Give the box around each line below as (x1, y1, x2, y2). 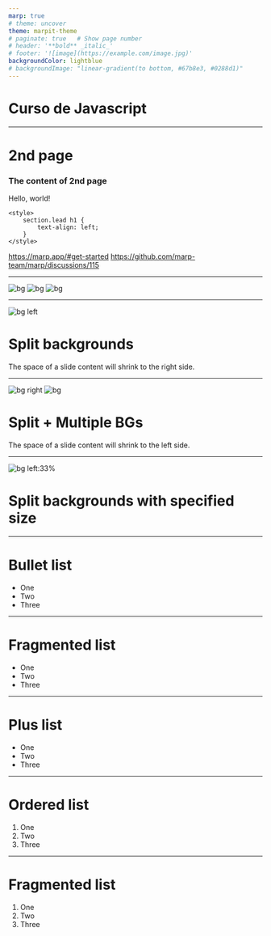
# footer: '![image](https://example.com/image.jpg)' (8, 49, 194, 57)
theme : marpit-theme (8, 27, 78, 35)
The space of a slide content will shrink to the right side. (8, 362, 195, 372)
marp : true (8, 11, 45, 20)
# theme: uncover (8, 19, 67, 28)
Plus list (8, 716, 63, 735)
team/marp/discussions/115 (8, 260, 99, 270)
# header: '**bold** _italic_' (8, 42, 114, 50)
